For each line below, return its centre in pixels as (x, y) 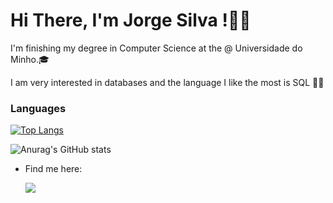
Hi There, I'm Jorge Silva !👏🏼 (131, 20)
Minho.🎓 (30, 59)
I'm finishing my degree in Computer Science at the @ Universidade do (156, 48)
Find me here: (53, 169)
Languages (38, 108)
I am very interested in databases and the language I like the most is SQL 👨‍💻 (167, 82)
